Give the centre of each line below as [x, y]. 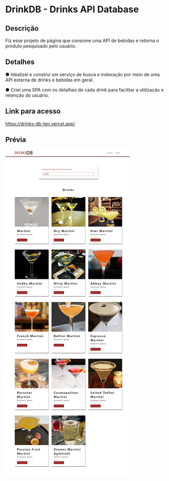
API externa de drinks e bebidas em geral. [49, 80]
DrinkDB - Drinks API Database [72, 9]
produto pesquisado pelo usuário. [41, 46]
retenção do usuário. [27, 95]
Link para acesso [33, 111]
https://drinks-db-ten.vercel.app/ [40, 123]
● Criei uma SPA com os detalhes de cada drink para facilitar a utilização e [84, 90]
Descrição [22, 28]
